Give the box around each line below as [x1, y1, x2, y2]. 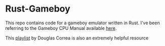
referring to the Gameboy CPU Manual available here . [5, 25, 117, 31]
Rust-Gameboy [5, 3, 71, 15]
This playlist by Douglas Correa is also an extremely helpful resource [5, 35, 149, 41]
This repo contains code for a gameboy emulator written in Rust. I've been [5, 20, 160, 26]
